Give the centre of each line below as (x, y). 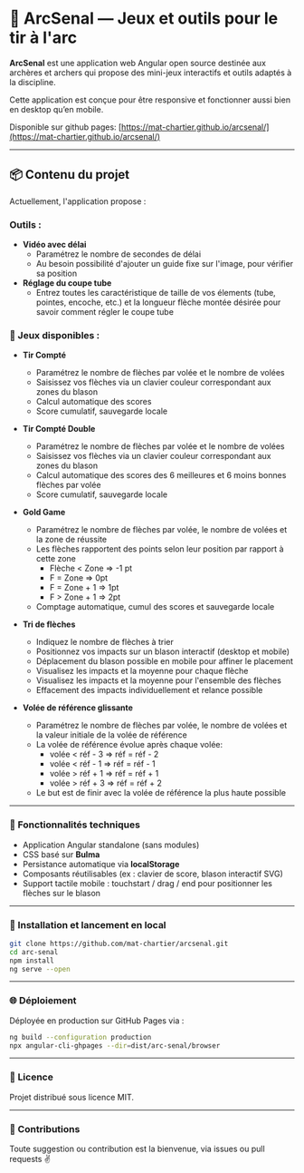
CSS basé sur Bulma (61, 854)
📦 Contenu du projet (70, 175)
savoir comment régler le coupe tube (105, 312)
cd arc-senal (34, 952)
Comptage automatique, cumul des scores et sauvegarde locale (155, 607)
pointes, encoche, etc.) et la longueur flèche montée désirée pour (158, 302)
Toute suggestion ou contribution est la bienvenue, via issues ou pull (137, 1149)
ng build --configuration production (81, 1037)
